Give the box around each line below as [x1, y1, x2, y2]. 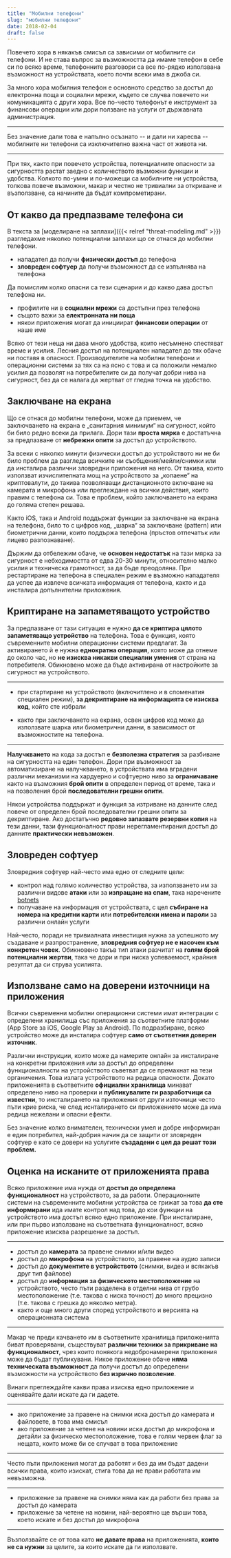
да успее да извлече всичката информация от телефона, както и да [7, 578, 206, 586]
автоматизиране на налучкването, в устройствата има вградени [7, 765, 197, 773]
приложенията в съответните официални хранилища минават [7, 1081, 192, 1089]
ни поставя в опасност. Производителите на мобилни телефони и [7, 354, 201, 362]
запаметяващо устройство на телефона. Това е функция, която [7, 631, 196, 639]
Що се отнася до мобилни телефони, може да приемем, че [7, 414, 181, 422]
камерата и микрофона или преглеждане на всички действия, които [7, 486, 209, 494]
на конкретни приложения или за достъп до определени [7, 1059, 174, 1068]
